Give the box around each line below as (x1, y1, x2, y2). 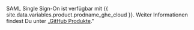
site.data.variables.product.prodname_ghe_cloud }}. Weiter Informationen (6, 11, 188, 18)
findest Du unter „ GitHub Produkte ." (6, 18, 95, 24)
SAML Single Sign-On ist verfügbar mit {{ (6, 5, 108, 12)
